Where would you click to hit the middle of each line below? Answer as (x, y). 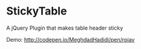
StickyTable (37, 11)
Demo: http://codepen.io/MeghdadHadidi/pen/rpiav (70, 39)
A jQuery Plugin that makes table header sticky (65, 28)
